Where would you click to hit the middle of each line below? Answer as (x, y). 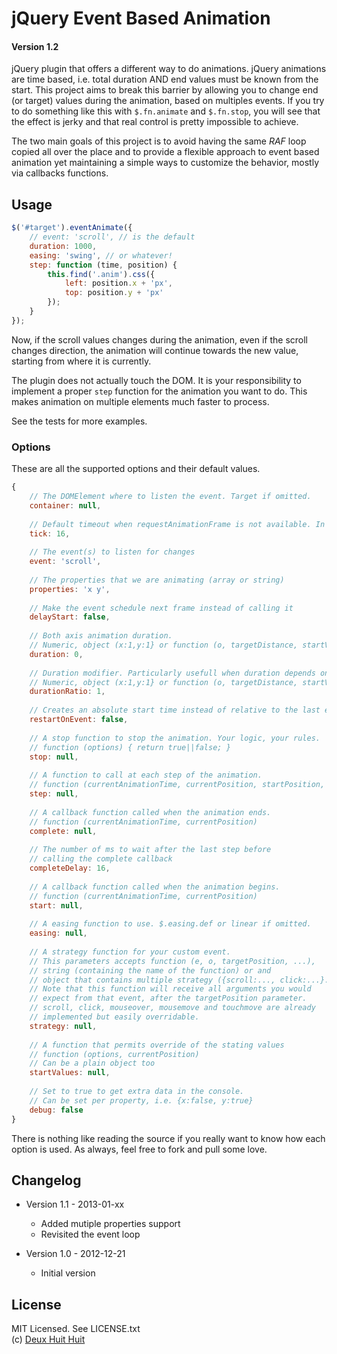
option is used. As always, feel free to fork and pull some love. (139, 1149)
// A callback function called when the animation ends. (150, 812)
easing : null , (58, 933)
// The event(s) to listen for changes (112, 552)
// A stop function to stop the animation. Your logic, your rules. (175, 738)
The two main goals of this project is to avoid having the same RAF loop (159, 141)
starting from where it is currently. (81, 361)
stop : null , (54, 757)
